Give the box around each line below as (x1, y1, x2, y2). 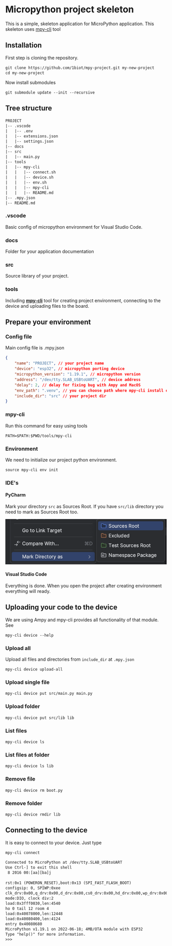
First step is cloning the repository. (5, 54, 78, 61)
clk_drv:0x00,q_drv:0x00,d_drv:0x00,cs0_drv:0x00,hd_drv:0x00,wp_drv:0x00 (5, 891, 168, 896)
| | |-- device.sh (5, 175, 54, 180)
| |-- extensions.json (5, 134, 58, 139)
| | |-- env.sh (5, 180, 47, 185)
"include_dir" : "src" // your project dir (14, 393, 106, 399)
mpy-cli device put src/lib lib (5, 715, 74, 720)
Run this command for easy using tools (5, 422, 88, 429)
